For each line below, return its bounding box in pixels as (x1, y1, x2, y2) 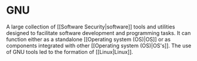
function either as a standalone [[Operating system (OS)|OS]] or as (6, 36, 171, 43)
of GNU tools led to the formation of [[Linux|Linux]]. (6, 48, 133, 55)
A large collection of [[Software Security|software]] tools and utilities (6, 23, 176, 30)
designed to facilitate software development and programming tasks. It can (6, 29, 191, 36)
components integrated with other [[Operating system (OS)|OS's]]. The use (6, 42, 192, 49)
